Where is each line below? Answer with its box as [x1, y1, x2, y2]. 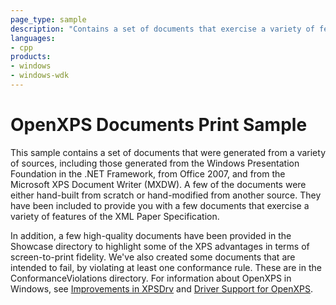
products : [10, 52, 52, 62]
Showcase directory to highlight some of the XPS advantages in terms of [10, 240, 310, 252]
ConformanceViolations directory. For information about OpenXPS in [10, 272, 292, 284]
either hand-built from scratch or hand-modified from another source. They [10, 189, 322, 201]
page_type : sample [10, 14, 87, 25]
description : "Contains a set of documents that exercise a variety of [10, 24, 315, 34]
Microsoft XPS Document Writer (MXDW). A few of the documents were [10, 178, 307, 190]
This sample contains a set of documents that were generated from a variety [10, 146, 326, 158]
